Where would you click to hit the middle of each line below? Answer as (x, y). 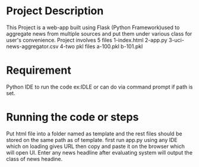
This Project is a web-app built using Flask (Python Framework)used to (93, 27)
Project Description (55, 11)
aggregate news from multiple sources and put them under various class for (99, 33)
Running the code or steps (72, 117)
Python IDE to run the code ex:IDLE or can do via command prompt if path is (99, 87)
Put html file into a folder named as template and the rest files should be (94, 133)
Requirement (39, 70)
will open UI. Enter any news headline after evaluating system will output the (99, 152)
